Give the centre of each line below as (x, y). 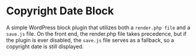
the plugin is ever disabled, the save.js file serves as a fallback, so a (90, 40)
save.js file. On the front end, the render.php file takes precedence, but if (96, 33)
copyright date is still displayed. (45, 46)
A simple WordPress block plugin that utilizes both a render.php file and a (98, 27)
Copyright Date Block (60, 11)
